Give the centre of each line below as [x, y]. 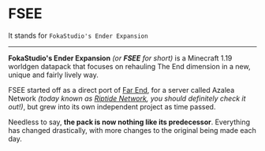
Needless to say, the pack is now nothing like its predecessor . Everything [129, 122]
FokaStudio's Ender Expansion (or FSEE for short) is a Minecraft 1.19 [120, 58]
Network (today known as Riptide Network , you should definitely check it [127, 98]
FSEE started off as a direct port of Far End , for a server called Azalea [121, 90]
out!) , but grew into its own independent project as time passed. [112, 106]
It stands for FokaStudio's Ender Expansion [78, 35]
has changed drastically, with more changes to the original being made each [132, 130]
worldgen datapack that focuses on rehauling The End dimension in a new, [129, 66]
